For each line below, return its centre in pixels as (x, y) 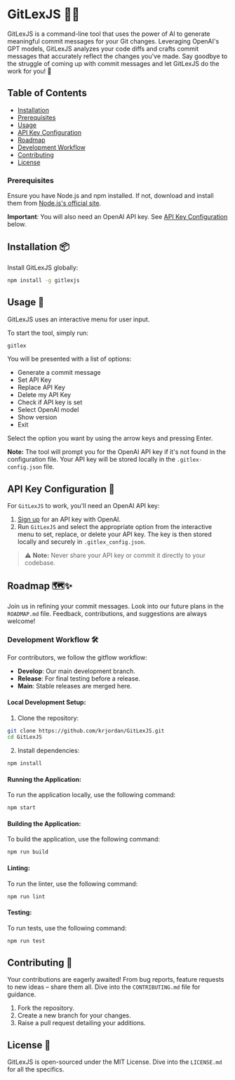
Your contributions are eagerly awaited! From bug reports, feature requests (116, 980)
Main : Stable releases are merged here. (75, 686)
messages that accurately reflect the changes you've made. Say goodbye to (117, 56)
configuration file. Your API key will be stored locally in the (91, 460)
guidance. (22, 994)
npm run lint (26, 896)
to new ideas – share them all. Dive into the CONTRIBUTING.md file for (104, 987)
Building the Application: (44, 823)
